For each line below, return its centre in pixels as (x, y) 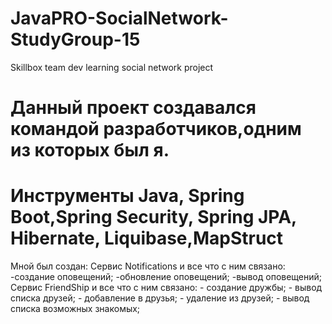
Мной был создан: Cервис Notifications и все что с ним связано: (148, 266)
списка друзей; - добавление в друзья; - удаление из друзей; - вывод (160, 298)
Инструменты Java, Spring (127, 196)
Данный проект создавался (133, 108)
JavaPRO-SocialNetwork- (119, 18)
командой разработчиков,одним (156, 129)
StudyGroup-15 (75, 39)
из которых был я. (90, 150)
